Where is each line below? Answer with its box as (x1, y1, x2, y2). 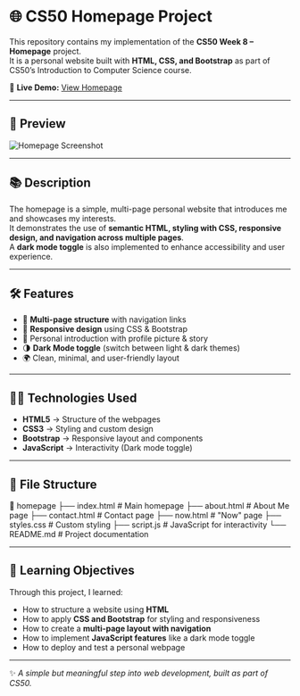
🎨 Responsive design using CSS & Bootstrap (21, 324, 187, 335)
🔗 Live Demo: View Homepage (9, 82, 122, 93)
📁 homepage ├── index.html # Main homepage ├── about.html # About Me (9, 501, 290, 510)
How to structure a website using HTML (21, 604, 170, 615)
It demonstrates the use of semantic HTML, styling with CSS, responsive (9, 222, 282, 233)
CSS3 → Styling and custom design (21, 424, 154, 435)
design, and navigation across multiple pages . (9, 232, 185, 243)
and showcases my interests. (9, 212, 117, 224)
